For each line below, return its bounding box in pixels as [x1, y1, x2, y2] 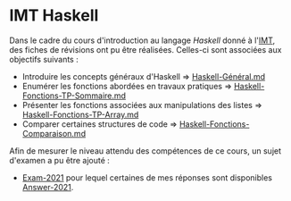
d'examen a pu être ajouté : [9, 155, 110, 165]
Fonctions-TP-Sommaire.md [21, 90, 127, 101]
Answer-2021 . [21, 181, 74, 192]
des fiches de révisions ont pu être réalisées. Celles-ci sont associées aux [9, 44, 282, 54]
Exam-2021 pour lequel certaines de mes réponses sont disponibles [21, 172, 272, 183]
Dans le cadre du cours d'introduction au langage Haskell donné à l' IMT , [9, 35, 275, 46]
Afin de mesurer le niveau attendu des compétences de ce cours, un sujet [9, 145, 282, 156]
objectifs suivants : [9, 54, 79, 64]
